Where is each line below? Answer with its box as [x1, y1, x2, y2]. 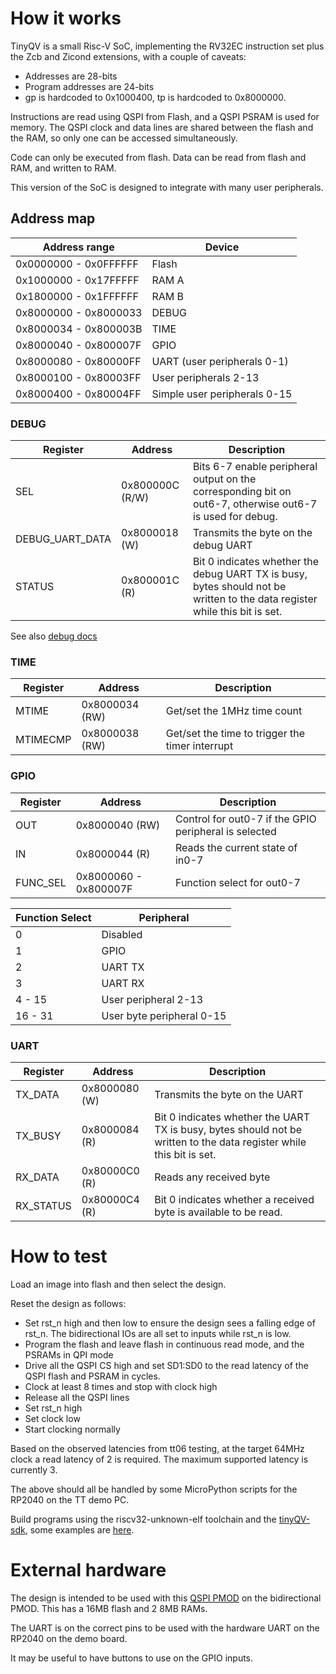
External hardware [10, 1559, 167, 1582]
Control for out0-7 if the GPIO [174, 812, 317, 826]
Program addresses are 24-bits [24, 80, 155, 92]
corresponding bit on [192, 485, 292, 499]
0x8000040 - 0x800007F [15, 338, 142, 352]
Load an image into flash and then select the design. [10, 1278, 227, 1290]
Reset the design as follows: [10, 1297, 127, 1309]
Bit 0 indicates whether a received [154, 1192, 315, 1206]
